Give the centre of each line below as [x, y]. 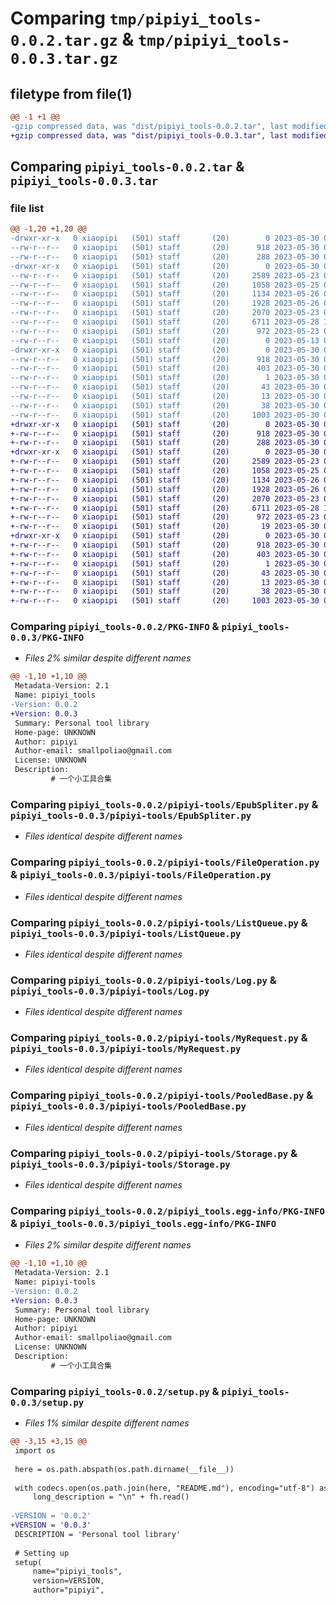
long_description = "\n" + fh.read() [111, 1497]
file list [27, 208]
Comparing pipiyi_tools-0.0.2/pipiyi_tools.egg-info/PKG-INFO [167, 1210]
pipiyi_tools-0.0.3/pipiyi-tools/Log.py [110, 991]
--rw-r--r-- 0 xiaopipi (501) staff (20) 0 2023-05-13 [165, 340]
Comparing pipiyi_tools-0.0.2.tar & [127, 167]
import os [35, 1451]
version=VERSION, [68, 1581]
